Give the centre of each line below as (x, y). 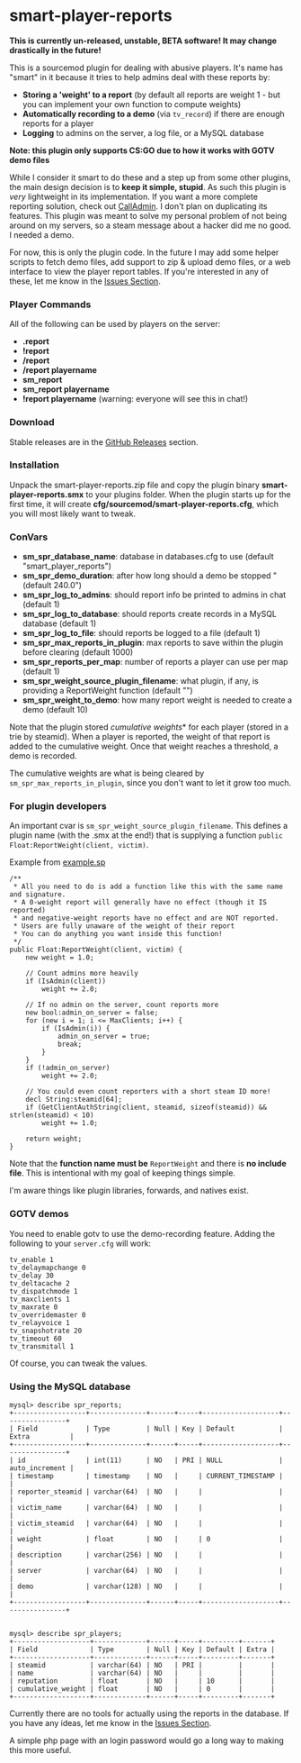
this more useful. (40, 1750)
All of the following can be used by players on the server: (115, 324)
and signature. (38, 895)
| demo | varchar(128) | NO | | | (146, 1586)
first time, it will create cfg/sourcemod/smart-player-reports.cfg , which (144, 504)
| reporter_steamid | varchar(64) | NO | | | (146, 1492)
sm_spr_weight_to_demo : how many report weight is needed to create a (157, 700)
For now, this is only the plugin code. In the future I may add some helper (144, 252)
